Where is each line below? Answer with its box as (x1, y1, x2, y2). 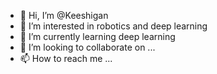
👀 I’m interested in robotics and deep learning (19, 20, 208, 32)
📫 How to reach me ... (19, 53, 113, 64)
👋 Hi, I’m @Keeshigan (19, 10, 109, 21)
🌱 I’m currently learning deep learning (19, 31, 176, 42)
